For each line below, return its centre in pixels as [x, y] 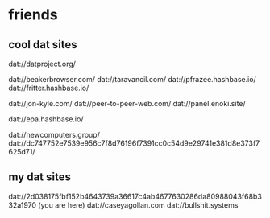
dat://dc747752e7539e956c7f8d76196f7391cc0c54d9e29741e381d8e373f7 [134, 143]
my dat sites [39, 177]
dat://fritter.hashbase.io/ [49, 88]
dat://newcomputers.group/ [54, 135]
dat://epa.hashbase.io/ [46, 119]
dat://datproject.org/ [42, 64]
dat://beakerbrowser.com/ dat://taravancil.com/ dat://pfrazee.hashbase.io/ [132, 79]
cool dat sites [43, 45]
